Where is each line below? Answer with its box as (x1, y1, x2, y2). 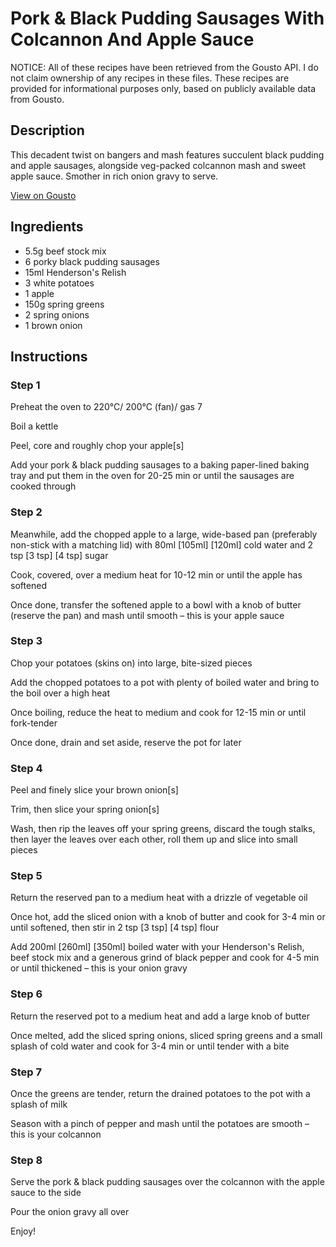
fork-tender (10, 717, 58, 729)
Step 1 (10, 378, 41, 392)
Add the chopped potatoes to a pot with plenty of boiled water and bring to (10, 676, 320, 688)
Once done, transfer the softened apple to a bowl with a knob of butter (10, 598, 302, 611)
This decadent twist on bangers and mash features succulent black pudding (10, 148, 325, 161)
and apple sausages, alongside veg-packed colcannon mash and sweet (10, 159, 307, 171)
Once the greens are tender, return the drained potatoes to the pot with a (10, 1088, 311, 1100)
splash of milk (10, 1098, 68, 1111)
